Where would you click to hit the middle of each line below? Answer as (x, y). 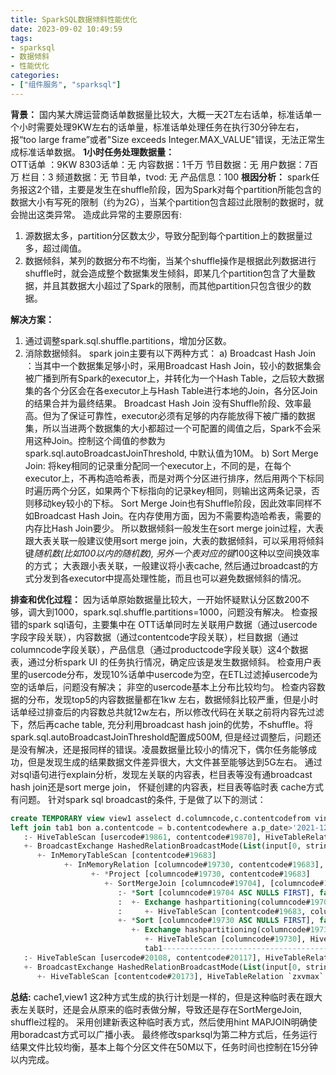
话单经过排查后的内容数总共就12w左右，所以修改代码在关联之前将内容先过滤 (167, 712)
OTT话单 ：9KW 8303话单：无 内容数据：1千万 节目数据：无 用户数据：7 (160, 164)
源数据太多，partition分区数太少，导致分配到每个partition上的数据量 (164, 235)
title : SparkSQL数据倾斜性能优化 (74, 19)
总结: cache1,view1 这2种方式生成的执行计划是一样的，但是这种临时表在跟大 (166, 997)
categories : (35, 76)
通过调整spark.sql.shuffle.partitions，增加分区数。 (128, 340)
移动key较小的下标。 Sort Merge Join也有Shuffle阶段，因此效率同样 (173, 503)
